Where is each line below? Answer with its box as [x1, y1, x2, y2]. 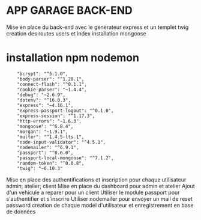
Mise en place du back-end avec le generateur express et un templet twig [6, 23, 189, 31]
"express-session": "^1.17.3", [17, 112, 95, 119]
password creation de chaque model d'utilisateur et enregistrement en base [6, 201, 194, 209]
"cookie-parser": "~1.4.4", [17, 87, 87, 93]
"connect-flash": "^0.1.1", [17, 81, 87, 87]
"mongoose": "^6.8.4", [17, 123, 74, 129]
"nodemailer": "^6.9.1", [17, 144, 79, 150]
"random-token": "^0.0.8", [17, 160, 85, 166]
